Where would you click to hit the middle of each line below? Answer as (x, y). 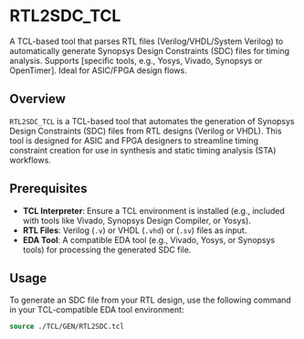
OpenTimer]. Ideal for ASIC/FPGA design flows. (98, 70)
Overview (38, 99)
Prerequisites (48, 189)
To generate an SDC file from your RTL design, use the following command (151, 300)
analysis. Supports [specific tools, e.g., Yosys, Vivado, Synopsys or (136, 60)
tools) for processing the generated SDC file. (107, 249)
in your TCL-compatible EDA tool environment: (97, 310)
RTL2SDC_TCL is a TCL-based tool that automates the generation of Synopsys (152, 121)
